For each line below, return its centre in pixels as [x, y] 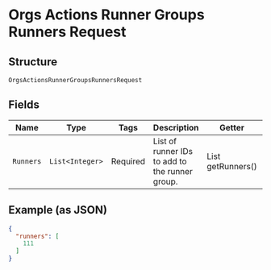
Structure [33, 62]
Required [128, 161]
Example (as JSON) [58, 210]
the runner [173, 171]
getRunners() [232, 166]
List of [165, 141]
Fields [24, 105]
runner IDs [173, 151]
